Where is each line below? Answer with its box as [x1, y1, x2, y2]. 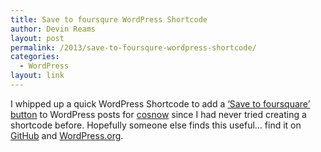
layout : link [10, 71, 65, 81]
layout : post [10, 33, 65, 43]
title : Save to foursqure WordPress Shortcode [10, 14, 208, 25]
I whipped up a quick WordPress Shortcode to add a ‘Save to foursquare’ [10, 97, 311, 110]
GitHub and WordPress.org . [10, 129, 124, 141]
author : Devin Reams [10, 24, 97, 34]
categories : [10, 52, 60, 62]
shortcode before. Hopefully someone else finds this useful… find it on [10, 119, 302, 131]
